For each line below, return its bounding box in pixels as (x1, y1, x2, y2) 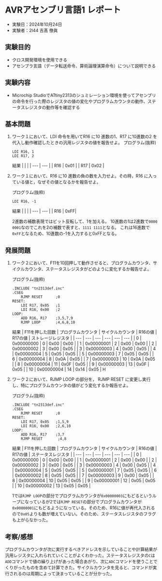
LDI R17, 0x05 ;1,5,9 (21, 420, 69, 424)
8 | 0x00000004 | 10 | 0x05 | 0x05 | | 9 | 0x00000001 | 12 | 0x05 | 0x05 (12, 478, 156, 484)
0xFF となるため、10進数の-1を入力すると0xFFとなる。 (12, 231, 119, 237)
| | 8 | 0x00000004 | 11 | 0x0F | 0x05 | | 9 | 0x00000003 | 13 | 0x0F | (12, 361, 149, 367)
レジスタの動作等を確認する (25, 104, 80, 110)
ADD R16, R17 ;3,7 (21, 432, 64, 437)
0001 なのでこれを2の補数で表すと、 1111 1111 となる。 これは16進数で (12, 225, 150, 230)
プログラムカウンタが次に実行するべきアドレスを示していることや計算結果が (5, 547, 158, 552)
